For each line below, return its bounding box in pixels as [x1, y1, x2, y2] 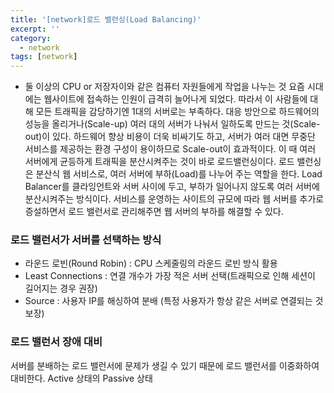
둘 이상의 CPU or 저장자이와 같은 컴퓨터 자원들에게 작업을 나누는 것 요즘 [24, 81, 305, 93]
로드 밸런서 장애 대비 [10, 335, 103, 349]
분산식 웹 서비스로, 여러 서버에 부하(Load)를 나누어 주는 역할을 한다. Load [35, 168, 323, 180]
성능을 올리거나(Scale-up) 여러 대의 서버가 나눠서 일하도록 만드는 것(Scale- [24, 118, 321, 130]
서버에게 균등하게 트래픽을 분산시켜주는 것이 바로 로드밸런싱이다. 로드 [24, 156, 295, 168]
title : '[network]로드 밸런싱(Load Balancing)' [10, 14, 202, 25]
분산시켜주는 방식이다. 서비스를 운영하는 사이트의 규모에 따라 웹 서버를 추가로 [24, 193, 325, 205]
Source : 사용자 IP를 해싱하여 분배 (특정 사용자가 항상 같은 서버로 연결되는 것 [24, 295, 324, 307]
